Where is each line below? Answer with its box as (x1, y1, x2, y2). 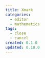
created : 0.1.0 (5, 40, 38, 45)
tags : (5, 26, 17, 31)
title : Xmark (5, 7, 33, 13)
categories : (5, 12, 31, 17)
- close (10, 31, 27, 36)
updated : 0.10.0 (5, 45, 40, 50)
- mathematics (10, 21, 40, 27)
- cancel (10, 36, 29, 41)
